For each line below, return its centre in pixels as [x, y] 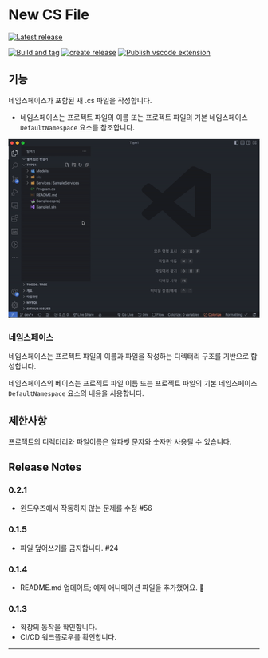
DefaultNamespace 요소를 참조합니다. [77, 127]
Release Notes [45, 467]
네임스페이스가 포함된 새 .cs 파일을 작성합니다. [80, 100]
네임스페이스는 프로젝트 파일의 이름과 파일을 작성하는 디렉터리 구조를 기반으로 [129, 356]
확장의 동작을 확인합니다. [58, 627]
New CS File [49, 15]
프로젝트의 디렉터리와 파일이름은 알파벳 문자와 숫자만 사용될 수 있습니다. [120, 441]
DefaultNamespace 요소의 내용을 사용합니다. [77, 393]
